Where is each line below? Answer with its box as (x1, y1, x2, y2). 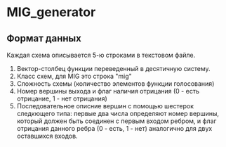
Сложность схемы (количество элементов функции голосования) (16, 79, 215, 88)
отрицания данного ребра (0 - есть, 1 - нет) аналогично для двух (16, 124, 213, 132)
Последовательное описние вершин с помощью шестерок (16, 102, 194, 110)
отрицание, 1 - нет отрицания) (16, 94, 108, 103)
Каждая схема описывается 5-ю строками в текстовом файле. (6, 51, 196, 59)
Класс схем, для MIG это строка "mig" (16, 72, 133, 80)
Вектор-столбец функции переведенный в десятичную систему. (16, 65, 211, 72)
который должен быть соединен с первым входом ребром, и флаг (16, 117, 217, 125)
